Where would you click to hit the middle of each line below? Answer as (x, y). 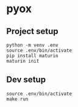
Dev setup (26, 80)
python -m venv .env (33, 45)
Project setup (33, 31)
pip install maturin (33, 56)
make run (17, 99)
